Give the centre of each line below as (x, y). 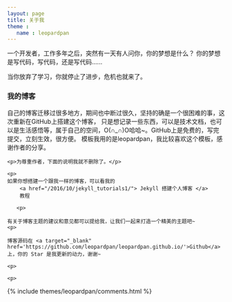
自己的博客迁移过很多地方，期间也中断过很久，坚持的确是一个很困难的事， (113, 113)
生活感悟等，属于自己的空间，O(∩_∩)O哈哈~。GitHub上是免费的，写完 (119, 130)
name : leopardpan (43, 33)
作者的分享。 (31, 147)
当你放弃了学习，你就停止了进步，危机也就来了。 (77, 77)
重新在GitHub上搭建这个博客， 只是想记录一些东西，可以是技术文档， (112, 121)
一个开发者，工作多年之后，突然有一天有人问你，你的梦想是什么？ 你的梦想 (114, 53)
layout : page (26, 13)
